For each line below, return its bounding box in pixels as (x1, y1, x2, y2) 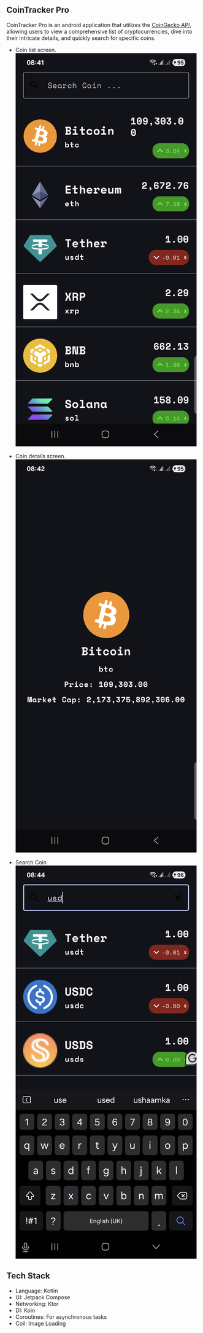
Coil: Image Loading (15, 1319, 66, 1327)
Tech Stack (6, 1271, 50, 1281)
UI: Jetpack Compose (15, 1293, 71, 1301)
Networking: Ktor (15, 1300, 59, 1307)
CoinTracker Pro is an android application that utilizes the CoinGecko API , (6, 21, 192, 28)
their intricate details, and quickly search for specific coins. (6, 34, 156, 42)
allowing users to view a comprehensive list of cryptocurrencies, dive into (6, 28, 193, 35)
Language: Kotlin (15, 1287, 58, 1294)
